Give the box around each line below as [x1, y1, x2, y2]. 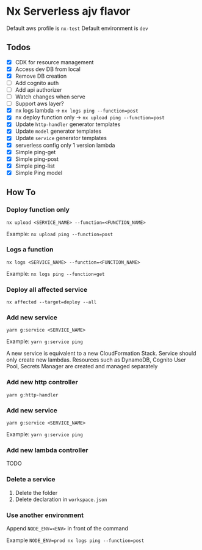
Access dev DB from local [15, 65, 81, 73]
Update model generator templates [15, 127, 102, 135]
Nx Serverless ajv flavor [6, 4, 131, 18]
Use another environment [6, 511, 84, 519]
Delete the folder [15, 489, 58, 496]
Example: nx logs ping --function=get [6, 270, 105, 277]
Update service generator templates [15, 135, 107, 142]
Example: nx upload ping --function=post [6, 230, 114, 237]
